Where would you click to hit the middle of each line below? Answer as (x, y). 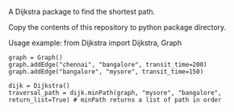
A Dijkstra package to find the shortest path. (82, 12)
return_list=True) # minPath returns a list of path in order (115, 100)
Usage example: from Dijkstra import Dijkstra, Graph (95, 43)
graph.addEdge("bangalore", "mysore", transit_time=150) (106, 72)
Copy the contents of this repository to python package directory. (117, 27)
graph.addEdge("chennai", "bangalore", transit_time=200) (108, 64)
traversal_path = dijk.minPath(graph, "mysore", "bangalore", (115, 93)
